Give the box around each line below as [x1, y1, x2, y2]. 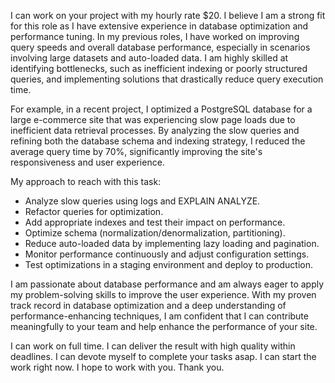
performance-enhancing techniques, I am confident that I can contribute [10, 310, 309, 322]
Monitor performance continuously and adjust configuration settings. [24, 248, 310, 260]
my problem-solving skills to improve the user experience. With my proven [10, 289, 317, 300]
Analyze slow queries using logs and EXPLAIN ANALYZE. [24, 195, 261, 207]
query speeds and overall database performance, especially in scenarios [10, 41, 311, 53]
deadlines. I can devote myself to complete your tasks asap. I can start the [10, 351, 317, 362]
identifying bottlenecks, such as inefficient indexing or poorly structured [10, 63, 308, 74]
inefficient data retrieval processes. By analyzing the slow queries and [10, 125, 300, 136]
